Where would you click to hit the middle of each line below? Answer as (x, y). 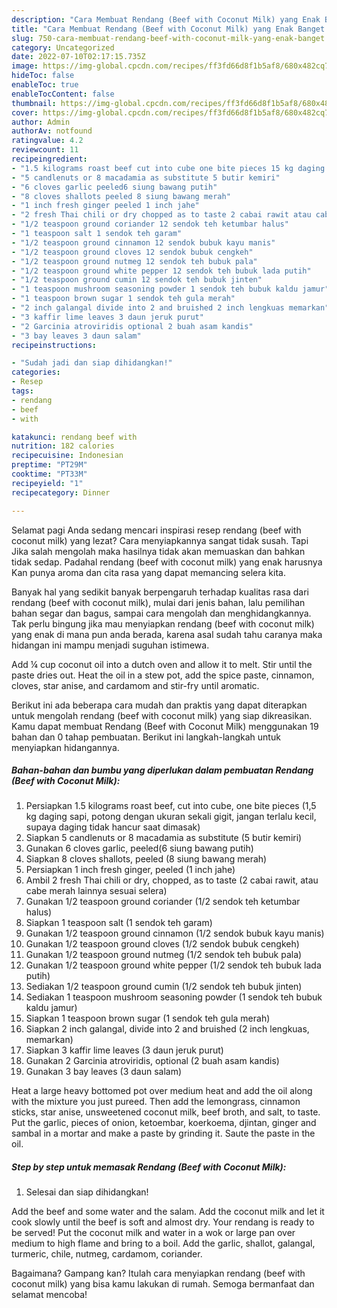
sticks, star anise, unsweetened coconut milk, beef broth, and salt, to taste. (166, 1112)
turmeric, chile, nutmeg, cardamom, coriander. (107, 1254)
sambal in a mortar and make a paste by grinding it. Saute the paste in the (163, 1133)
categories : (36, 372)
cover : (25, 112)
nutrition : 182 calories (63, 446)
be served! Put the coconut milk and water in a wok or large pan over (153, 1233)
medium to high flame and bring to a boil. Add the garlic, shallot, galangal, (163, 1243)
